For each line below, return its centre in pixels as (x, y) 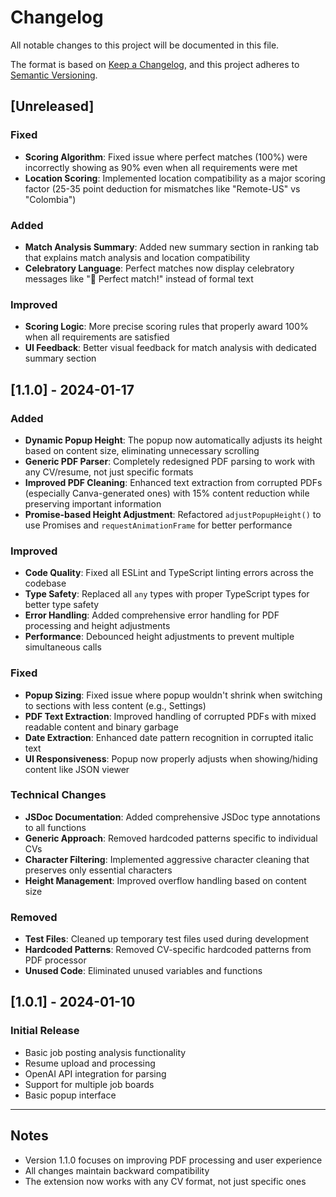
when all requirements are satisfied (97, 337)
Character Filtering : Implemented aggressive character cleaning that (167, 859)
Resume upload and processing (90, 1063)
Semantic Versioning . (54, 75)
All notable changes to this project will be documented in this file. (145, 45)
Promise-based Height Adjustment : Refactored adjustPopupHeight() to (173, 514)
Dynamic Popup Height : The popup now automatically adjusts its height (173, 440)
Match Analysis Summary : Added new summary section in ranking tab (172, 247)
